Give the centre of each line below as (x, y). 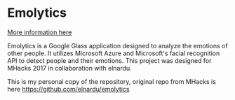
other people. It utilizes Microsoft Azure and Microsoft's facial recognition (114, 53)
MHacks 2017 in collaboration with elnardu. (69, 68)
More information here (40, 32)
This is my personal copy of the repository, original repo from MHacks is (112, 81)
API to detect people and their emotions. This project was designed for (109, 60)
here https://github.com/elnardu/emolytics (68, 89)
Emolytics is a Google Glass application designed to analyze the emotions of (117, 45)
